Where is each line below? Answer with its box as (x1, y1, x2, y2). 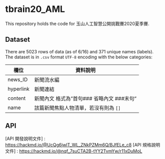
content (7, 95, 26, 102)
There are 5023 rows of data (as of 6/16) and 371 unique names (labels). (5, 48, 154, 54)
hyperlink (7, 85, 30, 92)
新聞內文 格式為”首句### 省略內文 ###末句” (34, 95, 137, 102)
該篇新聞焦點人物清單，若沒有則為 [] (34, 104, 121, 111)
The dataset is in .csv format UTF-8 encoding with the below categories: (5, 54, 153, 60)
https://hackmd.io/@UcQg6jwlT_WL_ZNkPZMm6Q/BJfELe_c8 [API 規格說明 (5, 142, 161, 148)
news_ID (7, 76, 28, 83)
